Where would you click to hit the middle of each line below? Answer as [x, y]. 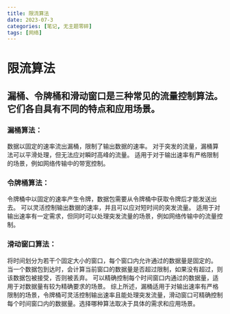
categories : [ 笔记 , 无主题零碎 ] [50, 26]
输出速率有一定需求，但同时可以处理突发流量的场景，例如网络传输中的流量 [112, 216]
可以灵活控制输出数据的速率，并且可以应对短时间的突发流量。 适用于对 [120, 208]
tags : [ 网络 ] [25, 33]
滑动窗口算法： [32, 244]
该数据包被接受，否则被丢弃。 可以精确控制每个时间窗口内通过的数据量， [110, 278]
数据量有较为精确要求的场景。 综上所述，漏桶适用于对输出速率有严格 [122, 286]
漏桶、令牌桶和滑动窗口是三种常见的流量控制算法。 [115, 96]
